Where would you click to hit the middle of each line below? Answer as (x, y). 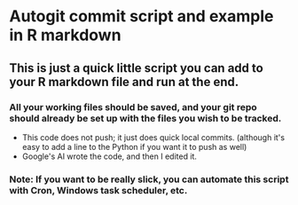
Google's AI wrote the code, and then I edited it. (110, 156)
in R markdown (65, 35)
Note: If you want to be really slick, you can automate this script (149, 179)
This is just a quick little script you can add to (136, 68)
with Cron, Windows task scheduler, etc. (98, 190)
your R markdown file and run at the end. (124, 82)
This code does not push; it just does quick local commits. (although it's (153, 137)
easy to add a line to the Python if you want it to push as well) (134, 146)
